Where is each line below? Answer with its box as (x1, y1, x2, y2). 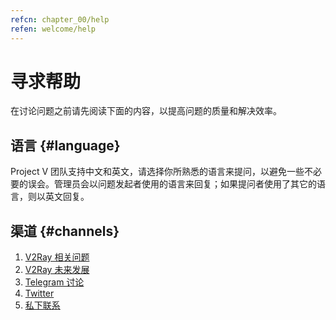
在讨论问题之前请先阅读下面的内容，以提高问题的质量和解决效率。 (10, 105, 282, 117)
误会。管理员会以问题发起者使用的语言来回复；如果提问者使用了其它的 (27, 178, 317, 190)
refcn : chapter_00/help (10, 14, 110, 25)
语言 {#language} (10, 137, 121, 154)
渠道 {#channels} (10, 222, 120, 240)
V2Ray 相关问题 (24, 251, 90, 263)
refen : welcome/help (10, 24, 97, 34)
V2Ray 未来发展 (24, 264, 90, 276)
